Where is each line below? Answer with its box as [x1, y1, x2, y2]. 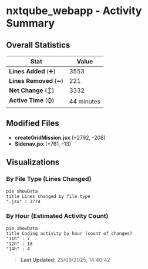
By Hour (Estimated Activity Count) [6, 212, 109, 220]
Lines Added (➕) [9, 68, 56, 75]
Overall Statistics [6, 40, 70, 50]
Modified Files [6, 119, 60, 129]
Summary [6, 16, 55, 30]
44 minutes [69, 97, 101, 105]
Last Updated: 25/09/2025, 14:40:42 [20, 256, 110, 263]
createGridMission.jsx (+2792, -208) [14, 134, 106, 141]
